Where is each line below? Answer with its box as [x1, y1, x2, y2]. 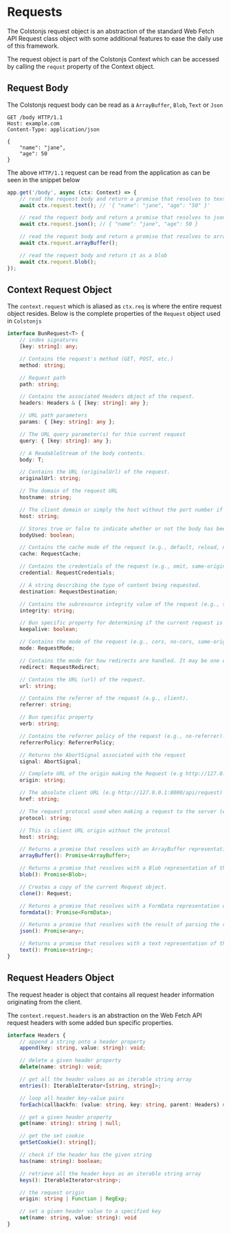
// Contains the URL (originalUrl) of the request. [19, 468, 170, 476]
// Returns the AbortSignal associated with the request [19, 751, 186, 759]
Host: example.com [7, 120, 60, 127]
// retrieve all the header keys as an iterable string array [19, 1170, 201, 1177]
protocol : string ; [19, 815, 72, 822]
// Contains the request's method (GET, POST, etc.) [19, 355, 174, 362]
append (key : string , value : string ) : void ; [19, 1044, 146, 1052]
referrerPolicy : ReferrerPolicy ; [19, 739, 115, 746]
